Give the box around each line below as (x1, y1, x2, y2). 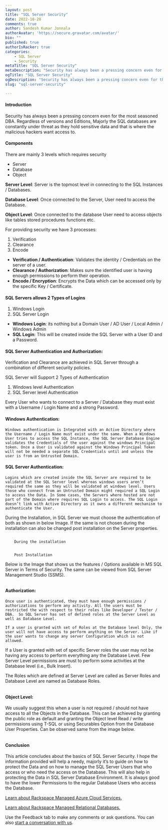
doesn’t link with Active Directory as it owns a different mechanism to (5, 501, 162, 506)
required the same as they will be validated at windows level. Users (5, 484, 155, 489)
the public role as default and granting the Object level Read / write (5, 716, 143, 722)
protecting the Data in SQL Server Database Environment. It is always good (5, 774, 160, 780)
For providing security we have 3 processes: (5, 226, 97, 233)
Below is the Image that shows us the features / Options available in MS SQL (5, 561, 162, 567)
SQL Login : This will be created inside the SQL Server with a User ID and (12, 332, 162, 338)
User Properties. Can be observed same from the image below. (5, 726, 135, 732)
